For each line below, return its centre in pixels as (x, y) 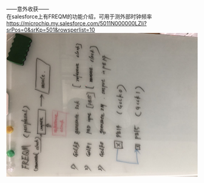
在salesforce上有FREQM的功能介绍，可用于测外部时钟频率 (79, 16)
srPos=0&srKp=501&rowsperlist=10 (51, 30)
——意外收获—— (28, 9)
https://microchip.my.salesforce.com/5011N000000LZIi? (76, 23)
